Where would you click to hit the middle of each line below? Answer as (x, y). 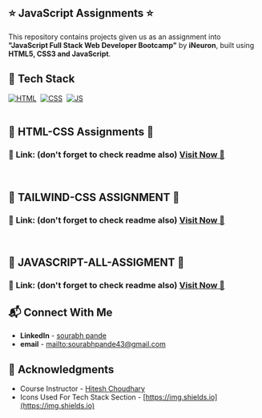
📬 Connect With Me (60, 312)
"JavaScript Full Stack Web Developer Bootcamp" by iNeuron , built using (131, 45)
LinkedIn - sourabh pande (63, 336)
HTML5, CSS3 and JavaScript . (60, 54)
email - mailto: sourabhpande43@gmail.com (93, 344)
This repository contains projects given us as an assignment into (115, 36)
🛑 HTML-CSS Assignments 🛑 (81, 132)
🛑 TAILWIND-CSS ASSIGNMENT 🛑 (94, 197)
